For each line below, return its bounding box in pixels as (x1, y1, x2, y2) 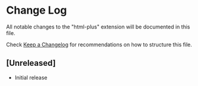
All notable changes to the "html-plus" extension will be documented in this (6, 23, 190, 30)
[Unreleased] (6, 58, 56, 68)
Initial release (14, 74, 47, 81)
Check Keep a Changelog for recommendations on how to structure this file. (6, 41, 193, 48)
